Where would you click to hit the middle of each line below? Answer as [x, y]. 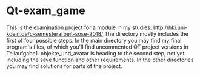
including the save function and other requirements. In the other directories [100, 60]
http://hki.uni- [170, 27]
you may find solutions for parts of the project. [64, 66]
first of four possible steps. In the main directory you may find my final [94, 40]
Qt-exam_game [46, 11]
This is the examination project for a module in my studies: [79, 27]
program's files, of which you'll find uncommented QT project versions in [98, 47]
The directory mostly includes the [147, 33]
